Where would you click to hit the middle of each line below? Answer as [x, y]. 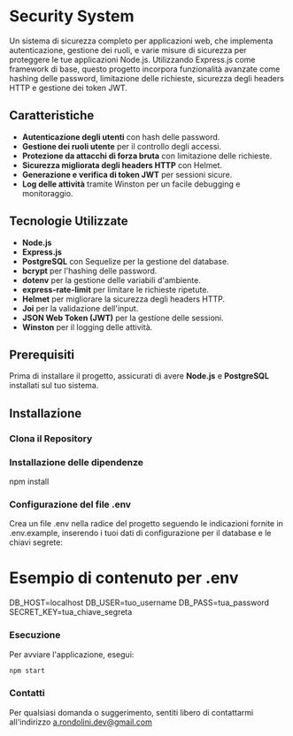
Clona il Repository [51, 438]
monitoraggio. [47, 193]
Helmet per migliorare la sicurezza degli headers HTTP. [123, 299]
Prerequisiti [42, 354]
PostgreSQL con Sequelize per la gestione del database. [125, 261]
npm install [29, 481]
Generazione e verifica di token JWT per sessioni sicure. [127, 174]
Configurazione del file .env [70, 504]
